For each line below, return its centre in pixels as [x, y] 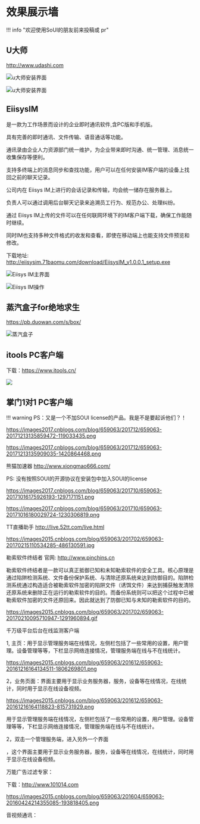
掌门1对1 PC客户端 [40, 402]
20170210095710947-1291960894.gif [52, 618]
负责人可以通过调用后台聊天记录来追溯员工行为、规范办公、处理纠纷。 [92, 202]
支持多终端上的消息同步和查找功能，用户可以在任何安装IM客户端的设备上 [95, 170]
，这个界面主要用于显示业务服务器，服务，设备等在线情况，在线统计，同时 [97, 752]
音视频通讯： [22, 815]
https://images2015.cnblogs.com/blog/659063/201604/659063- [85, 796]
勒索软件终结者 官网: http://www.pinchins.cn [60, 558]
